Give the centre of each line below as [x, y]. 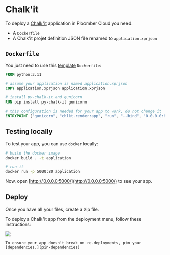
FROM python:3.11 [24, 74]
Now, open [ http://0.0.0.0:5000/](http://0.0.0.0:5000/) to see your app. [79, 181]
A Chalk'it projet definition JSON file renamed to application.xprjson [85, 38]
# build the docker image [32, 153]
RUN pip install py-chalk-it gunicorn [46, 102]
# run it [14, 167]
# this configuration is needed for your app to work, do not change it [83, 111]
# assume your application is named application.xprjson [67, 84]
